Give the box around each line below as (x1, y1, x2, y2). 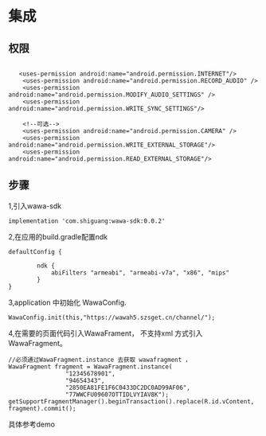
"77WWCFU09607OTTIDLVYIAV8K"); (65, 391, 170, 399)
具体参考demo (8, 419, 56, 429)
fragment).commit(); (8, 404, 77, 412)
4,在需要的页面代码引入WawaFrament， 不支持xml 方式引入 (8, 328, 203, 338)
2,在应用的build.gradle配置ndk (8, 232, 108, 241)
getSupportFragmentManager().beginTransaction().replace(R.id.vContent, (8, 397, 255, 406)
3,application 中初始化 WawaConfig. (8, 298, 127, 307)
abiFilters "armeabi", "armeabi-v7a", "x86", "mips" (50, 268, 229, 277)
